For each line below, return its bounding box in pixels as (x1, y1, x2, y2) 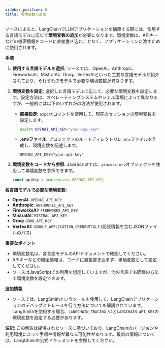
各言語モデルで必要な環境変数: (5, 187, 67, 193)
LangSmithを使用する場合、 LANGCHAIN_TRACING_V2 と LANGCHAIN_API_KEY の (12, 309, 159, 315)
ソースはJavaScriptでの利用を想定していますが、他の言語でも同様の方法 (12, 269, 159, 275)
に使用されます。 (5, 44, 39, 50)
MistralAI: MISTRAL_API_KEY (12, 213, 67, 219)
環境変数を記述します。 (33, 142, 80, 148)
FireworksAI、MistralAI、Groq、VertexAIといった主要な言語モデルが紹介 (12, 71, 160, 77)
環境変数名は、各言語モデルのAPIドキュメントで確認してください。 (12, 251, 149, 256)
